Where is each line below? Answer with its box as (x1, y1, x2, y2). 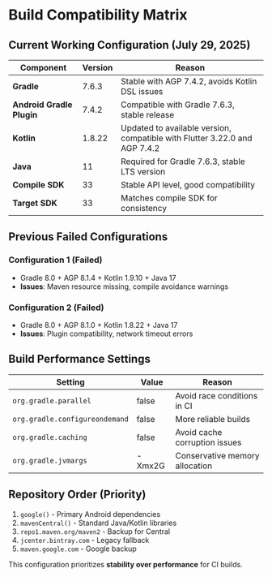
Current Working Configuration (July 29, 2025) (8, 38, 251, 52)
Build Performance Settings (8, 352, 151, 366)
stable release (121, 110, 175, 120)
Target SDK (12, 197, 58, 209)
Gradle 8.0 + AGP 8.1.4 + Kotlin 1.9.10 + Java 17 (19, 273, 176, 282)
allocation (175, 460, 213, 472)
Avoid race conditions (175, 390, 258, 401)
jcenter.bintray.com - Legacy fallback (19, 535, 150, 545)
